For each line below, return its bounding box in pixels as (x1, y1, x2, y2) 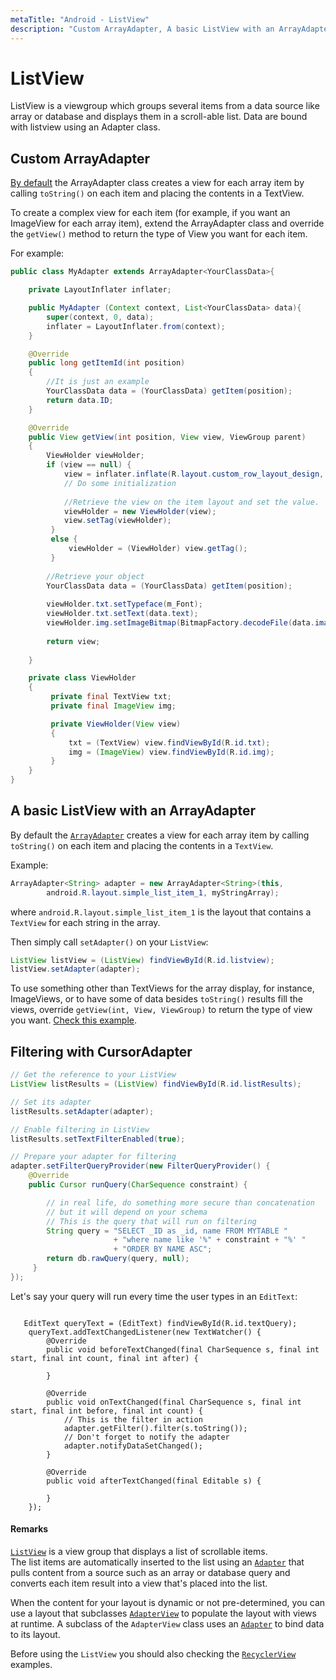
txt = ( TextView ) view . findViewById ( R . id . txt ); (68, 737, 271, 748)
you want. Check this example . (10, 1014, 138, 1026)
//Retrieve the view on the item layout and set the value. (63, 497, 320, 507)
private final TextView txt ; (50, 692, 172, 702)
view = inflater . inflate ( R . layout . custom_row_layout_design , (63, 469, 325, 479)
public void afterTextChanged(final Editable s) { (46, 1476, 262, 1486)
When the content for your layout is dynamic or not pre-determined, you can (10, 1596, 326, 1608)
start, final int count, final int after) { (10, 1353, 199, 1363)
